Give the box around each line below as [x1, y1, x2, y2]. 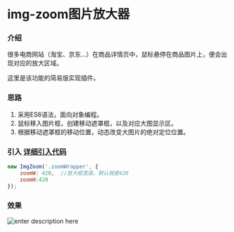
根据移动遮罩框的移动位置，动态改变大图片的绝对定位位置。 [17, 127, 190, 136]
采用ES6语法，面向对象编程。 [17, 110, 103, 119]
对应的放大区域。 [13, 59, 63, 67]
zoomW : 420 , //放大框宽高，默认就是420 [20, 169, 129, 177]
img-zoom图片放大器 [7, 6, 130, 22]
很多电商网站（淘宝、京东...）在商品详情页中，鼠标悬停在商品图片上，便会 [7, 50, 222, 59]
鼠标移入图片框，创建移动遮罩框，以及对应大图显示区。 [17, 119, 177, 127]
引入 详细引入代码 [7, 147, 67, 157]
